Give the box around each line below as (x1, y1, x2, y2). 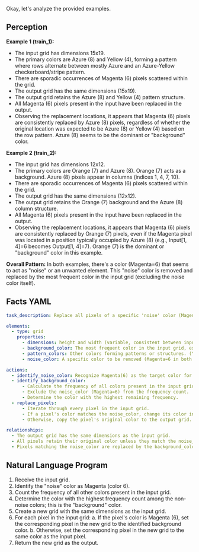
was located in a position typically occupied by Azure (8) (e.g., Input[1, (14, 236, 187, 243)
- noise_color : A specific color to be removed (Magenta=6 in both (21, 356, 192, 362)
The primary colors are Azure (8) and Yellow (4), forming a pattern (14, 56, 177, 63)
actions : (6, 367, 28, 373)
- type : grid (11, 329, 44, 335)
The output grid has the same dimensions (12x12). (14, 192, 137, 199)
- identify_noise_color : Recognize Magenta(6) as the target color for (11, 372, 192, 379)
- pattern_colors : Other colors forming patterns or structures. (21, 350, 187, 357)
